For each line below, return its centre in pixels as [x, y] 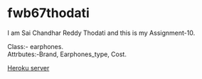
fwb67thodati [49, 13]
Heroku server [28, 68]
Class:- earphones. [36, 46]
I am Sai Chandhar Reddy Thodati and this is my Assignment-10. [101, 33]
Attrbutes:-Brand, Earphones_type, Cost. [67, 54]
